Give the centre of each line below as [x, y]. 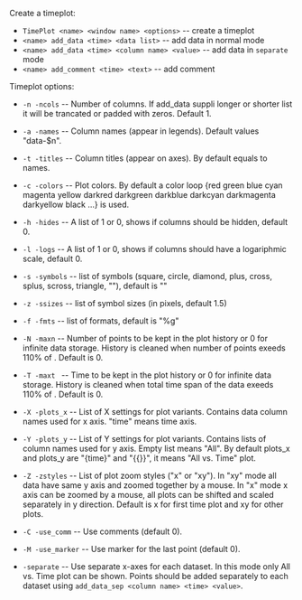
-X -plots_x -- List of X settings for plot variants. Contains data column [155, 412]
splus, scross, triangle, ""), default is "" [95, 286]
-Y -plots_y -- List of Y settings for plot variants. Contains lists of [144, 439]
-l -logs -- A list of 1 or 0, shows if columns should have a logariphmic [154, 249]
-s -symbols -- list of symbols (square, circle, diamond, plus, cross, [147, 276]
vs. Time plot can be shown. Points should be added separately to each [155, 576]
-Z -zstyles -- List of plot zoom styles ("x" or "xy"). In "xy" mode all [149, 475]
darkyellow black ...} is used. [76, 204]
